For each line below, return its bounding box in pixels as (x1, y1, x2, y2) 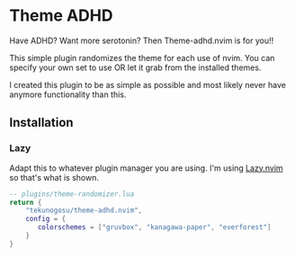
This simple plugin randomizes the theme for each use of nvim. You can (9, 52, 275, 63)
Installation (9, 115, 74, 130)
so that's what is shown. (9, 172, 99, 182)
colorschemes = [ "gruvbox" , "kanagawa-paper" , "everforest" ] (37, 223, 272, 232)
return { (9, 198, 42, 207)
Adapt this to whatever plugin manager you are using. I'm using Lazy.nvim (9, 163, 283, 173)
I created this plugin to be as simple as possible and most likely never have (9, 79, 286, 90)
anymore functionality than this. (9, 89, 127, 100)
